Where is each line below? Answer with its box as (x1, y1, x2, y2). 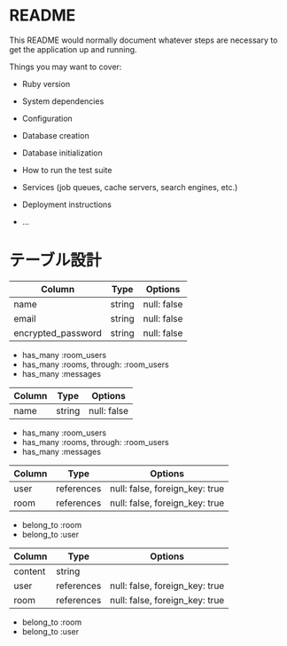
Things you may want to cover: (9, 61, 122, 72)
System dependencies (21, 95, 105, 107)
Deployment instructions (21, 199, 112, 210)
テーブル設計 (9, 251, 102, 271)
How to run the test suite (21, 164, 112, 175)
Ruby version (21, 78, 71, 89)
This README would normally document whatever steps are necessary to (9, 35, 278, 45)
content (13, 565, 46, 578)
